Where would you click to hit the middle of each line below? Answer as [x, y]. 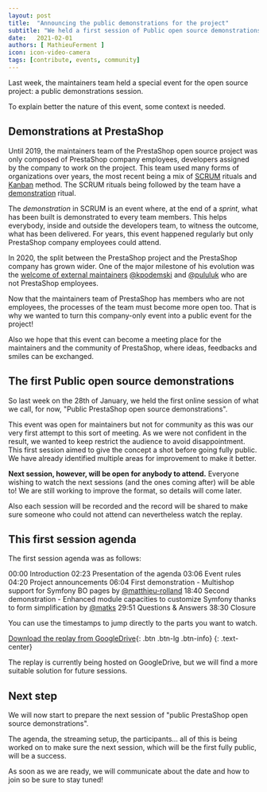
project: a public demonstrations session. [76, 91]
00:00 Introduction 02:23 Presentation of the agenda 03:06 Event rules [125, 574]
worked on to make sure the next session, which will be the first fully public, [132, 747]
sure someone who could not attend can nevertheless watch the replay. [126, 514]
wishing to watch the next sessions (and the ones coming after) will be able [132, 482]
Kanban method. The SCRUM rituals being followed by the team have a [124, 185]
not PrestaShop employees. [54, 283]
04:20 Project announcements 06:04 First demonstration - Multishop [121, 583]
